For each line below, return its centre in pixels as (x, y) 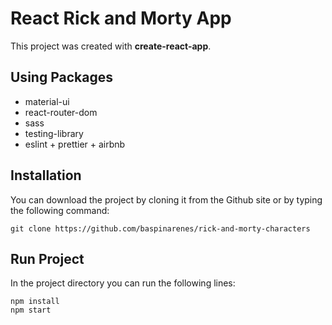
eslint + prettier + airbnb (75, 144)
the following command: (60, 210)
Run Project (47, 258)
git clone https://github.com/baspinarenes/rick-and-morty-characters (160, 228)
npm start (31, 310)
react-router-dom (61, 112)
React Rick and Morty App (121, 18)
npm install (35, 302)
